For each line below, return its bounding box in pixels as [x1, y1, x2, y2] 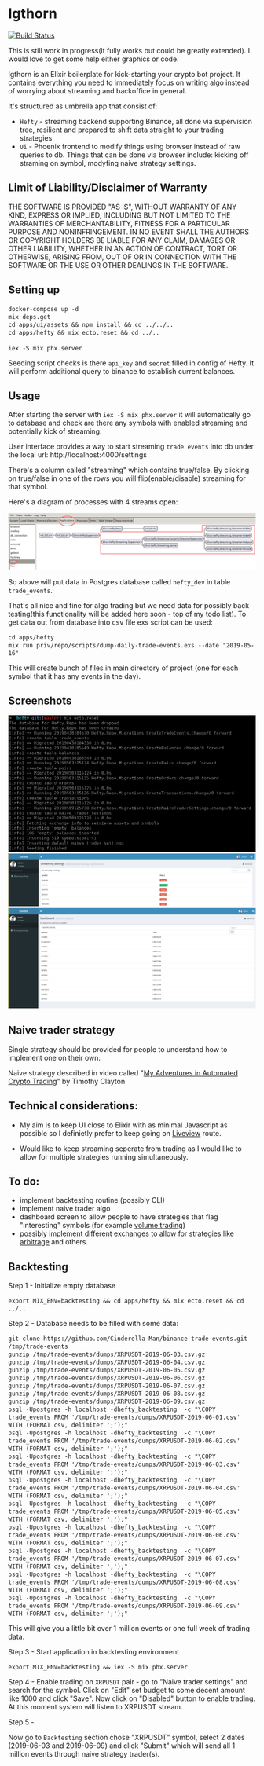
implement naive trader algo [19, 1204, 111, 1214]
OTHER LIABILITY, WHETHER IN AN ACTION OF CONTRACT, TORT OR [8, 244, 237, 253]
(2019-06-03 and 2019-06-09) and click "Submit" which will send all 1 [8, 1741, 236, 1750]
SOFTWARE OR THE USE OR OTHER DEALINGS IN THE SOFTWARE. [8, 260, 229, 269]
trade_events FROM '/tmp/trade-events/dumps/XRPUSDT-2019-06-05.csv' [8, 1508, 241, 1516]
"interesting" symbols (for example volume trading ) [19, 1221, 186, 1230]
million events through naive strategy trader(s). [8, 1750, 160, 1759]
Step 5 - [8, 1717, 35, 1727]
